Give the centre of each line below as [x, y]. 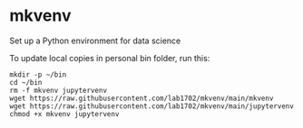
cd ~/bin [26, 82]
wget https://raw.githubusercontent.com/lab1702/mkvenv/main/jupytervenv [152, 106]
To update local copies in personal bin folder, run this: [110, 58]
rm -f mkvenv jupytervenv [58, 90]
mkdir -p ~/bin [38, 74]
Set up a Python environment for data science [95, 41]
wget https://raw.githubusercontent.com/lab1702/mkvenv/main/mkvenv [142, 98]
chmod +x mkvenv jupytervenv [64, 114]
